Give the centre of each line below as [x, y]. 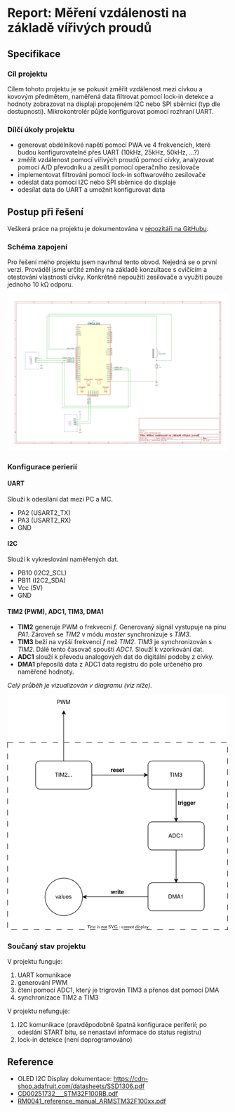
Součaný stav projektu [47, 946]
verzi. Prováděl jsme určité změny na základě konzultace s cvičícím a [107, 270]
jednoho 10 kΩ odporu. [40, 284]
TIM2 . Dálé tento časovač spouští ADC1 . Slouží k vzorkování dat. [111, 649]
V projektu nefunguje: [39, 1011]
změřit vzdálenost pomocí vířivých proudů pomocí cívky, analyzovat [116, 160]
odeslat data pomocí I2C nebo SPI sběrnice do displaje [97, 182]
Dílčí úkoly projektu [41, 129]
